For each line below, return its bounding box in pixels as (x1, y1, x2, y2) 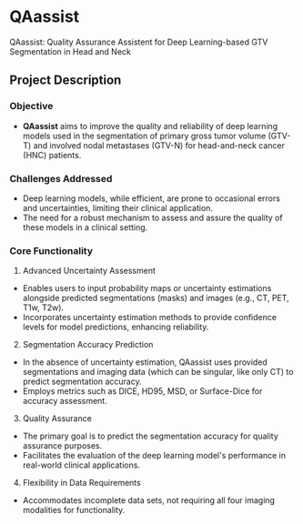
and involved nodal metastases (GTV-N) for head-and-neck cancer (33, 139, 285, 151)
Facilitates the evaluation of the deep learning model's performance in (22, 450, 287, 461)
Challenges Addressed (9, 172, 113, 185)
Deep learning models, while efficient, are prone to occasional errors (22, 193, 280, 204)
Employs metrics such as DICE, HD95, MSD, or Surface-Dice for (22, 386, 263, 397)
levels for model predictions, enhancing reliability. (22, 321, 209, 333)
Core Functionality (9, 244, 94, 257)
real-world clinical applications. (22, 459, 141, 470)
